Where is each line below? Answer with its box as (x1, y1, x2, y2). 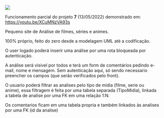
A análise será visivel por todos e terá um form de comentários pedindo (5, 62, 149, 68)
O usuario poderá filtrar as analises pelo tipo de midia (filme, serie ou (5, 82, 144, 88)
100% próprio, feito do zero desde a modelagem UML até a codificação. (5, 38, 151, 44)
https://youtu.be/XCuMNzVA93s (5, 19, 70, 25)
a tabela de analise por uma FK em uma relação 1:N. (5, 93, 110, 98)
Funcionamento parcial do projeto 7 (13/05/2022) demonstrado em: (5, 14, 141, 20)
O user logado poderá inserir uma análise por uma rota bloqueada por (5, 47, 146, 53)
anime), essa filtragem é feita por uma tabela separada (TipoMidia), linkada (5, 88, 157, 93)
